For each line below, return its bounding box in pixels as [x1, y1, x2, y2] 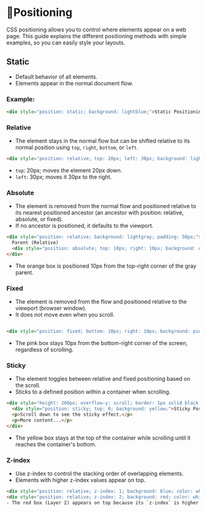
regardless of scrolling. [15, 346, 74, 354]
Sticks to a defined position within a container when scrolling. [15, 388, 171, 395]
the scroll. [15, 382, 41, 389]
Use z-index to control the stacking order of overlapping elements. [15, 470, 184, 478]
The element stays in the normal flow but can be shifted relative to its [15, 138, 190, 145]
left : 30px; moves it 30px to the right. [15, 173, 112, 180]
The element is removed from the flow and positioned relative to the [15, 298, 187, 306]
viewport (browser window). [15, 304, 87, 312]
